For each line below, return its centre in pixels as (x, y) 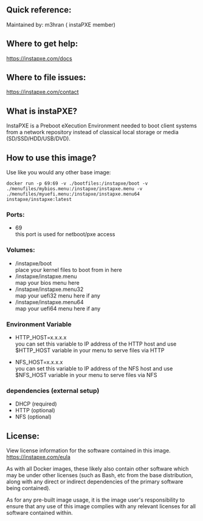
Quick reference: (39, 10)
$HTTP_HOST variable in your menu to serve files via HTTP (90, 350)
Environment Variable (39, 324)
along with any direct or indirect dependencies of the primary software (95, 482)
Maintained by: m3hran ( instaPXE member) (61, 24)
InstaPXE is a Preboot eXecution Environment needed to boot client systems (102, 126)
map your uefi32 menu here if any (57, 295)
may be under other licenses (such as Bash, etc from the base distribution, (100, 475)
